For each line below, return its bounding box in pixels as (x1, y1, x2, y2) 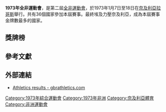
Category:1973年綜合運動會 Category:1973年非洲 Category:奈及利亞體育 (5, 95, 154, 101)
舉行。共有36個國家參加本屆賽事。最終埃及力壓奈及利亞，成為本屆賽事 (14, 11, 160, 17)
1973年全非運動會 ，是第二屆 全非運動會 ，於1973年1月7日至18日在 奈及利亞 (5, 5, 157, 11)
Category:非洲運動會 (5, 101, 48, 107)
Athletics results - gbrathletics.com (12, 84, 85, 90)
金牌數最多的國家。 (5, 18, 45, 23)
